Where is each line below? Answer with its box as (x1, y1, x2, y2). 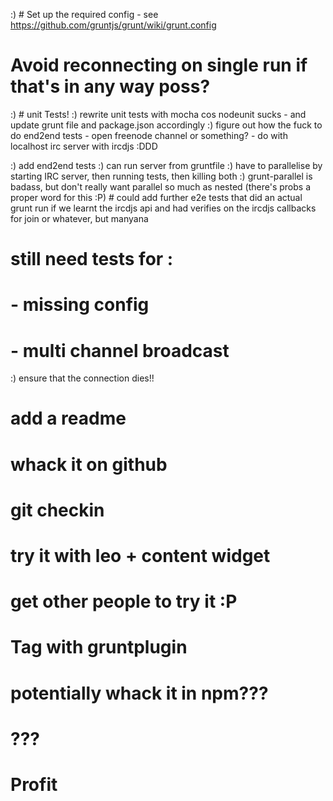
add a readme (10, 407, 127, 430)
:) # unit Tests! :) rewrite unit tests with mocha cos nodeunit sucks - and (10, 108, 307, 120)
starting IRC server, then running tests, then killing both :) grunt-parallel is (10, 170, 313, 182)
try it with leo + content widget (10, 545, 271, 567)
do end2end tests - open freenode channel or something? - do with (10, 129, 288, 141)
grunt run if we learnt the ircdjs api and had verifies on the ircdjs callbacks (10, 202, 317, 214)
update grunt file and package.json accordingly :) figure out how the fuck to (10, 119, 323, 131)
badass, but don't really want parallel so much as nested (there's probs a (10, 180, 312, 193)
